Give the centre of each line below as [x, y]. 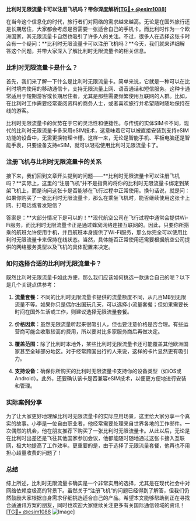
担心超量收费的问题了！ [34, 453]
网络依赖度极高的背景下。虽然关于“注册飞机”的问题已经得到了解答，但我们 [95, 491]
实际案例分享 [24, 402]
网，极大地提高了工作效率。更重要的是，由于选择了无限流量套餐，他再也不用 [98, 445]
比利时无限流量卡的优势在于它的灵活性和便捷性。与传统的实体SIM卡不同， [95, 123]
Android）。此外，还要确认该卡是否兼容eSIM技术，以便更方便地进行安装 [100, 378]
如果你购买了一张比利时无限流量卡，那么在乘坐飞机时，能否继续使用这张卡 [95, 197]
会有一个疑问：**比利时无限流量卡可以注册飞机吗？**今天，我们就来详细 [93, 44]
